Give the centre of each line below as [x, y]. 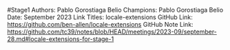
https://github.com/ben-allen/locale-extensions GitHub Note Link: [101, 24]
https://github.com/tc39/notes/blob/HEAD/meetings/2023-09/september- [112, 32]
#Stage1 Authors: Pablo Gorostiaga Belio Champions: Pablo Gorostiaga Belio [115, 10]
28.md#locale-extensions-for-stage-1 [61, 39]
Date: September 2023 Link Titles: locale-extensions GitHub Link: [100, 17]
